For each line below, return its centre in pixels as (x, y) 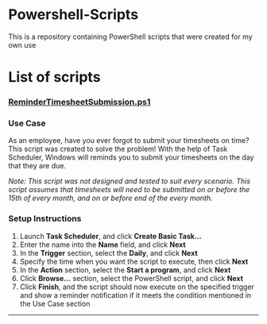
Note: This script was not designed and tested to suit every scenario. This (130, 181)
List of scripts (54, 77)
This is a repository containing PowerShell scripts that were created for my (130, 37)
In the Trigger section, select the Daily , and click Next (108, 253)
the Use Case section (55, 303)
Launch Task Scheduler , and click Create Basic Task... (110, 236)
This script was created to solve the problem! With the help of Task (118, 149)
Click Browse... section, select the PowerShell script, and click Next (132, 278)
